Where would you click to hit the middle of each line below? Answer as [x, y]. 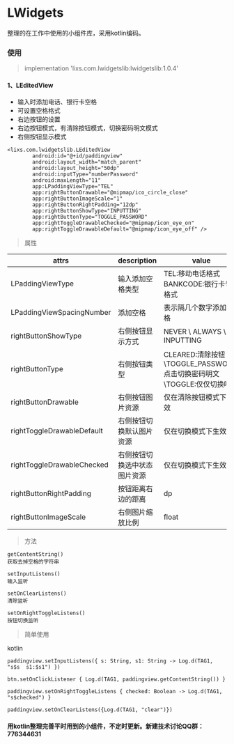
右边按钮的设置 [39, 119]
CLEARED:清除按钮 [194, 355]
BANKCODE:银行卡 [194, 284]
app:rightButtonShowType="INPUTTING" [87, 211]
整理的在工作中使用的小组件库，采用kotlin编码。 [76, 33]
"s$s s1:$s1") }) [34, 667]
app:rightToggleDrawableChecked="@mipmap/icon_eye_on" [114, 223]
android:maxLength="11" [67, 180]
